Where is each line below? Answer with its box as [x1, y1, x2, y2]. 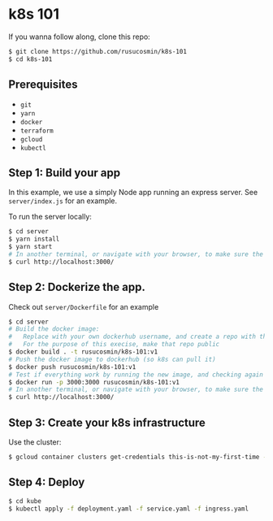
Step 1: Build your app [8, 166, 120, 180]
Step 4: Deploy [8, 475, 85, 489]
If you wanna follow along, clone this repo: [8, 32, 150, 41]
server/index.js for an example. [8, 196, 118, 206]
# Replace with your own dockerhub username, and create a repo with [8, 332, 256, 341]
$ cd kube [8, 497, 42, 505]
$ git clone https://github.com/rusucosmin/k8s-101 [8, 47, 187, 55]
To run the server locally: [8, 212, 92, 222]
